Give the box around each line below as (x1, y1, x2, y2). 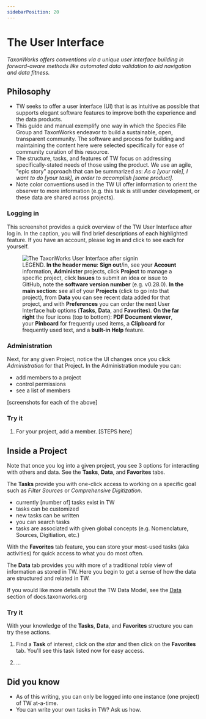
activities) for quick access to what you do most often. (7, 550, 144, 557)
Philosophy (7, 86, 51, 97)
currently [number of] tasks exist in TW (15, 499, 115, 506)
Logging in (7, 209, 39, 218)
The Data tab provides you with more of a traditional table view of (7, 561, 173, 569)
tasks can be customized (15, 505, 79, 512)
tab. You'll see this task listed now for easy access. (15, 647, 145, 655)
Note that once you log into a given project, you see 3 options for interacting (7, 462, 199, 470)
